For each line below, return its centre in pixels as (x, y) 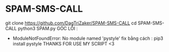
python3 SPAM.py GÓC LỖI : (48, 28)
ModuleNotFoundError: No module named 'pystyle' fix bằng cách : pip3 (88, 38)
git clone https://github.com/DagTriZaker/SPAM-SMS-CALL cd (71, 23)
